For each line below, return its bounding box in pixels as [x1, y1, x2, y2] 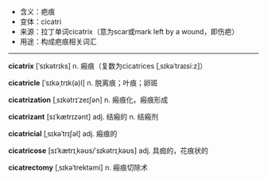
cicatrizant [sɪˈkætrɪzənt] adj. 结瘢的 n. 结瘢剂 [8, 112, 159, 121]
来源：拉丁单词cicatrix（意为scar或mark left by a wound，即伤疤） [19, 27, 239, 36]
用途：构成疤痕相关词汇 [19, 37, 97, 46]
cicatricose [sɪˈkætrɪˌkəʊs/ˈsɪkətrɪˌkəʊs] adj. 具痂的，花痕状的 [8, 146, 209, 155]
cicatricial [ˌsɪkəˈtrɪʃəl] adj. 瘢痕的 [8, 129, 118, 138]
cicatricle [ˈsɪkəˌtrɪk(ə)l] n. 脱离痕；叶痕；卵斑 [8, 78, 158, 88]
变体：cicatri [19, 17, 62, 26]
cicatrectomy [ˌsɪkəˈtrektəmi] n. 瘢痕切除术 [8, 162, 149, 172]
